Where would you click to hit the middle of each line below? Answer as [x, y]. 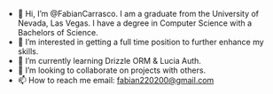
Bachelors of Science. [58, 32]
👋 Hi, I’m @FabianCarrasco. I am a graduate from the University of [138, 14]
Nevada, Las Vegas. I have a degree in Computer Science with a [135, 23]
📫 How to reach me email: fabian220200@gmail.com [116, 80]
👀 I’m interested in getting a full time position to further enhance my [140, 42]
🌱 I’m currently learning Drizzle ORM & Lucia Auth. [109, 61]
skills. [28, 51]
